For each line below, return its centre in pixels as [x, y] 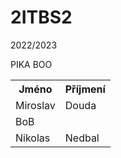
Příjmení [85, 89]
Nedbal [82, 138]
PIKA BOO [31, 64]
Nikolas [33, 138]
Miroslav [35, 105]
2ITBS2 [41, 17]
